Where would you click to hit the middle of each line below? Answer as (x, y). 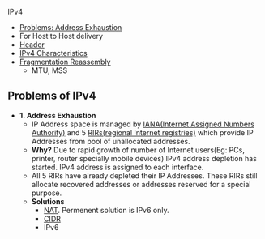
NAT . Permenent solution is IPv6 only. (106, 210)
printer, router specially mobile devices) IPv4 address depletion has (144, 158)
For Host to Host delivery (61, 36)
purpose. (47, 193)
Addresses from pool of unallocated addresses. (111, 141)
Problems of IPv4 (52, 96)
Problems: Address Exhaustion (71, 27)
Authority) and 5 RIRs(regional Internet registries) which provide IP (142, 132)
